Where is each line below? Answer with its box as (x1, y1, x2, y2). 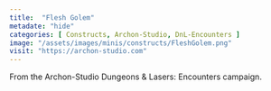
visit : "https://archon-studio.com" (9, 47, 147, 56)
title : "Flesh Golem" (9, 13, 95, 23)
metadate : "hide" (9, 22, 75, 31)
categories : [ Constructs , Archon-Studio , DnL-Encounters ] (9, 30, 241, 39)
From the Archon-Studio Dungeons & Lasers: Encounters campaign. (9, 71, 262, 82)
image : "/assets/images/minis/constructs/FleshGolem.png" (9, 38, 232, 48)
